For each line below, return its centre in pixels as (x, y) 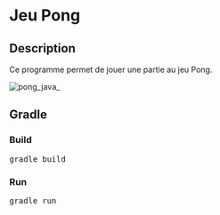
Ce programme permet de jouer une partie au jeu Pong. (111, 69)
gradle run (33, 200)
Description (42, 48)
